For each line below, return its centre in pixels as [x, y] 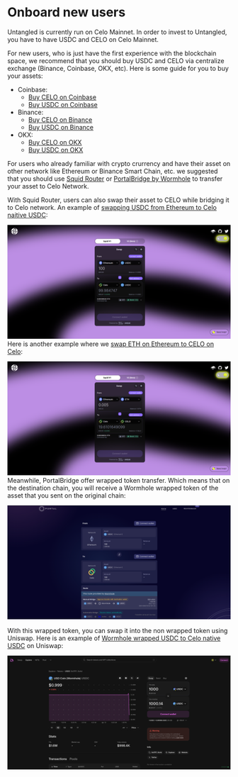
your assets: [25, 76]
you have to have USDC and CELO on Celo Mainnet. [83, 39]
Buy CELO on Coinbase [62, 97]
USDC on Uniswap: [35, 645]
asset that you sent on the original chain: [67, 495]
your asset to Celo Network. [48, 186]
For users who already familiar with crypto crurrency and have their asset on [119, 163]
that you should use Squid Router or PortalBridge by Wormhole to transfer [115, 179]
